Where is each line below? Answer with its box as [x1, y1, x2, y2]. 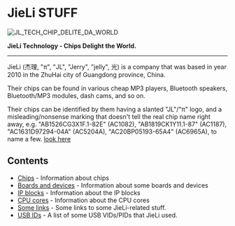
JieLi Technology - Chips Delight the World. [7, 41, 137, 50]
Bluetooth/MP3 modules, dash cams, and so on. [7, 91, 145, 99]
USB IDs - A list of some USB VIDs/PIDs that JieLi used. [17, 211, 178, 219]
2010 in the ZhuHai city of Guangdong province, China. [7, 70, 166, 78]
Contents [7, 155, 49, 167]
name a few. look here [7, 134, 71, 143]
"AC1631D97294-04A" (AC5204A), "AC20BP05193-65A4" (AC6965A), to [7, 127, 218, 136]
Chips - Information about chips [17, 174, 110, 182]
